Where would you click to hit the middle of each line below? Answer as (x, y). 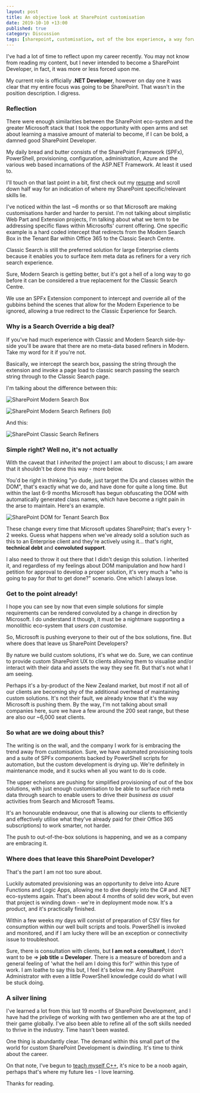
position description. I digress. (43, 93)
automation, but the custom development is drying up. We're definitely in (96, 765)
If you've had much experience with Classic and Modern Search (85, 340)
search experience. (30, 263)
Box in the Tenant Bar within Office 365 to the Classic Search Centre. (91, 238)
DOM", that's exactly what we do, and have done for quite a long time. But (97, 487)
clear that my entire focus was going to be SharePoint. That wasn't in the (96, 87)
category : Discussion (33, 34)
